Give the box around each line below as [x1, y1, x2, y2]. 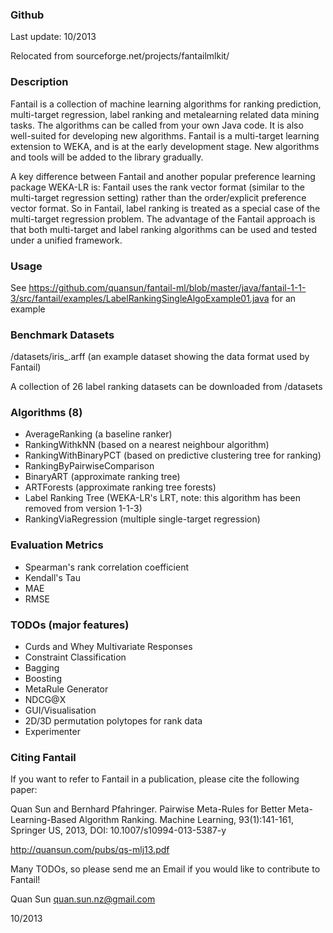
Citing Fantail [10, 751, 77, 764]
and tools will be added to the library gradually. [10, 151, 204, 163]
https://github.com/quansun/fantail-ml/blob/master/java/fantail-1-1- [28, 281, 307, 293]
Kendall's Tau [24, 571, 81, 583]
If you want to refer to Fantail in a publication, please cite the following [10, 773, 300, 785]
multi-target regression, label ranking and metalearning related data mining [10, 108, 320, 120]
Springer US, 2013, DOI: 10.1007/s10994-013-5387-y [10, 824, 227, 837]
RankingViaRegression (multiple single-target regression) [24, 513, 261, 525]
